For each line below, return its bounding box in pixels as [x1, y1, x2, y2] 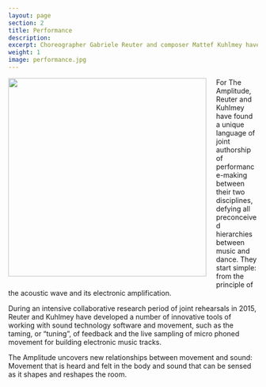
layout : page [8, 11, 51, 20]
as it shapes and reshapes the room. [8, 370, 127, 379]
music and [216, 246, 250, 255]
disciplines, [216, 195, 253, 205]
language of [216, 128, 256, 137]
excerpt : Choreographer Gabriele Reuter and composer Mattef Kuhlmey [8, 41, 243, 49]
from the [216, 271, 244, 281]
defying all [216, 204, 251, 213]
